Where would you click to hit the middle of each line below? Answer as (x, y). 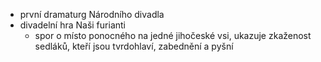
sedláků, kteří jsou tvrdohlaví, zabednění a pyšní (134, 46)
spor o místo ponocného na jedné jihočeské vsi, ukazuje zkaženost (173, 35)
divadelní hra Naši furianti (72, 25)
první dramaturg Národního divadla (92, 14)
